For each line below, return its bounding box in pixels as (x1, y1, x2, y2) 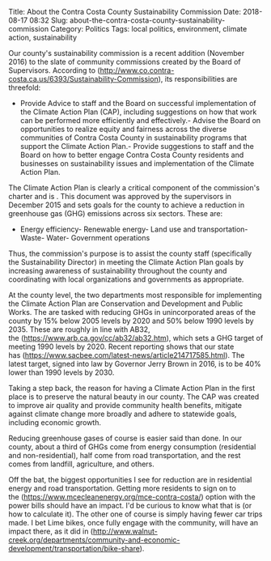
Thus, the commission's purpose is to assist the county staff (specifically (8, 249, 252, 258)
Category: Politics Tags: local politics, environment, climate (50, 24, 248, 33)
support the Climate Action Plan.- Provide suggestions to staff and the (19, 142, 255, 151)
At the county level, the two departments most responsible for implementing (8, 291, 262, 300)
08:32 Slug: (29, 15, 69, 25)
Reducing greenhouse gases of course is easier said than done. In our (8, 433, 243, 443)
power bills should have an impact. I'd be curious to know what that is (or (8, 501, 252, 510)
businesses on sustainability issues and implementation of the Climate (19, 159, 255, 168)
